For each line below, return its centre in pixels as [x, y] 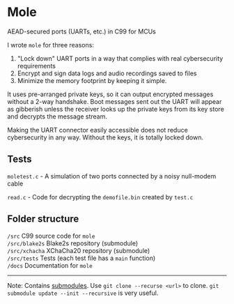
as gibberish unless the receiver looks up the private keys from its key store [116, 109]
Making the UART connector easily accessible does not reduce [97, 130]
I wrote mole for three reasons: [50, 45]
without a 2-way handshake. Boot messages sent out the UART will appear [115, 101]
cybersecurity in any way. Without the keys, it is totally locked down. [106, 137]
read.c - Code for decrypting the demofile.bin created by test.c [100, 197]
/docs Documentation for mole [50, 265]
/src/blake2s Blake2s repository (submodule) [73, 243]
